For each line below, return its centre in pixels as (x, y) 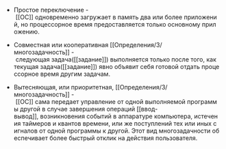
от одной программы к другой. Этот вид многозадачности (125, 131)
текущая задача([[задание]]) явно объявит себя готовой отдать (107, 67)
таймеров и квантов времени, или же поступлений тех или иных (117, 123)
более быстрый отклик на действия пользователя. (123, 138)
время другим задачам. (75, 74)
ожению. (26, 31)
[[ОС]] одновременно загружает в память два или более (99, 17)
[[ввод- (147, 109)
